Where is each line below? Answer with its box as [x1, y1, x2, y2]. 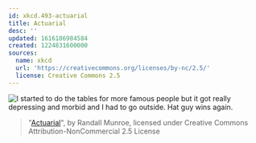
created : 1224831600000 [8, 42, 89, 50]
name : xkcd [15, 57, 52, 65]
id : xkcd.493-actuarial [8, 11, 89, 20]
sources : [8, 49, 38, 57]
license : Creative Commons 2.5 [15, 71, 121, 80]
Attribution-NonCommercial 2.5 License [27, 126, 161, 136]
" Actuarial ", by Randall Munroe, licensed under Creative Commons [27, 117, 249, 127]
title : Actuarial [8, 19, 67, 27]
